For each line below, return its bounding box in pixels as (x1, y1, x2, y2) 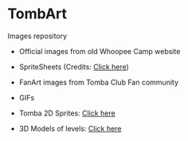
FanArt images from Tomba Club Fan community (18, 77, 179, 87)
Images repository (7, 31, 68, 41)
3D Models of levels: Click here (18, 123, 122, 133)
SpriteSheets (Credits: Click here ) (18, 61, 129, 72)
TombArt (7, 5, 68, 23)
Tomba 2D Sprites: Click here (18, 108, 116, 118)
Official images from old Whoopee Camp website (18, 46, 181, 56)
